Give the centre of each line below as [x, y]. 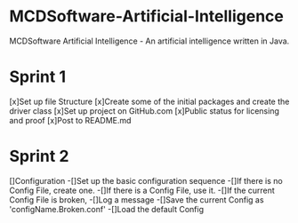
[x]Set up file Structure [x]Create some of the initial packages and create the [149, 101]
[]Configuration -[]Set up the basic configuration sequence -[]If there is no [146, 180]
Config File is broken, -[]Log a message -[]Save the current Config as [137, 199]
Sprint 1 [38, 77]
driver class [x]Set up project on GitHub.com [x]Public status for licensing [145, 111]
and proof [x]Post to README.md [70, 120]
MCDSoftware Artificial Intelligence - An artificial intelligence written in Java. [149, 41]
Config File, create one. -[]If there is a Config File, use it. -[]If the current [142, 190]
